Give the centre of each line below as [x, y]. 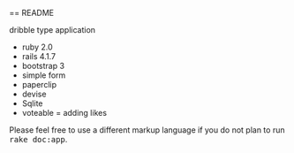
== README [32, 13]
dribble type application [52, 30]
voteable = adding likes [64, 113]
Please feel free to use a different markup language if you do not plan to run [147, 130]
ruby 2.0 [37, 47]
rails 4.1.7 [38, 56]
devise [34, 94]
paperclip [39, 84]
